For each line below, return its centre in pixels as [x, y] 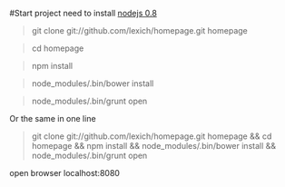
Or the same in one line [53, 118]
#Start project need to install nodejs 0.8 [83, 13]
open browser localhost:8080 [65, 173]
